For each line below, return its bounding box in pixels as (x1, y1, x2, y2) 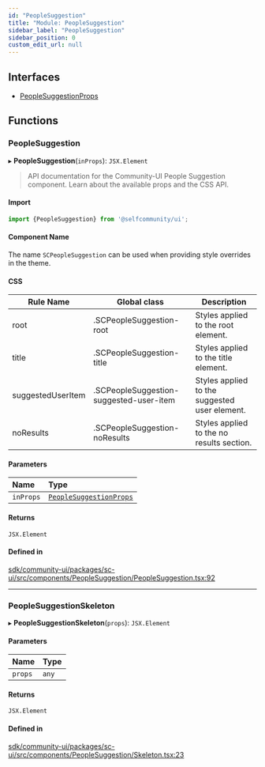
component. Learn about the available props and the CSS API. (27, 179, 230, 189)
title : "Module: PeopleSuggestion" (8, 19, 125, 27)
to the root (195, 319, 234, 331)
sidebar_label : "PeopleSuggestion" (8, 26, 125, 34)
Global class (117, 297, 164, 308)
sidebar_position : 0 (8, 33, 77, 42)
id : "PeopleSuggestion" (8, 11, 87, 20)
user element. (195, 405, 246, 416)
